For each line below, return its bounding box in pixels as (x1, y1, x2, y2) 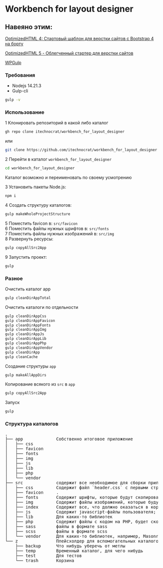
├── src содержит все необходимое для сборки (5, 480, 146, 486)
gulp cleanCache (5, 354, 38, 359)
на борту (5, 41, 23, 47)
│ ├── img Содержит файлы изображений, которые (5, 499, 146, 505)
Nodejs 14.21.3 (12, 83, 42, 89)
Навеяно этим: (5, 23, 52, 31)
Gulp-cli (12, 88, 28, 94)
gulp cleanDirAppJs (5, 332, 45, 337)
